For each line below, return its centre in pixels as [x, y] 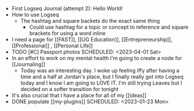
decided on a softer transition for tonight [69, 89]
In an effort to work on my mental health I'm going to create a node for [97, 58]
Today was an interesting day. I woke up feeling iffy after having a [100, 70]
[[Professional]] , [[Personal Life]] [52, 46]
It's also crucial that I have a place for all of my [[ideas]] [79, 95]
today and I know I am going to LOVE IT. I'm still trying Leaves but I [101, 83]
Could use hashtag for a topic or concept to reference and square [109, 27]
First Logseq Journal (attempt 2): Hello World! [67, 8]
